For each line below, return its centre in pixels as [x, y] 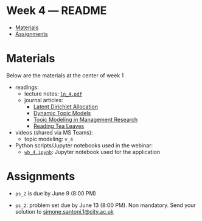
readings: [27, 87]
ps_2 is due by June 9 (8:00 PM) [55, 193]
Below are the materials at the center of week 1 [65, 75]
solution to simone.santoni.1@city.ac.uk [64, 211]
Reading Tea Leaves [59, 126]
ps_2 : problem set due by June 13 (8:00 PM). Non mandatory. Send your [105, 205]
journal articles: [44, 100]
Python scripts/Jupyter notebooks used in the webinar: [84, 145]
